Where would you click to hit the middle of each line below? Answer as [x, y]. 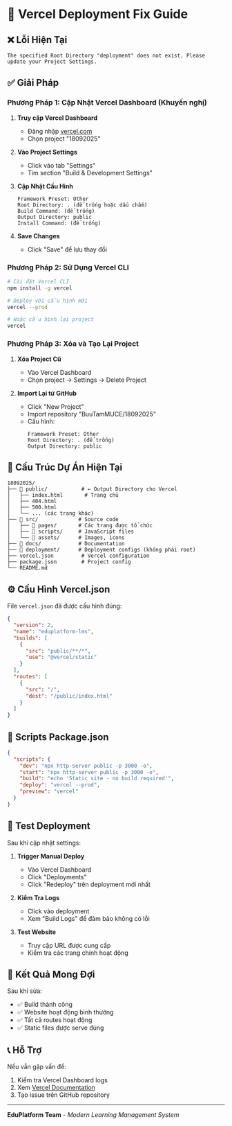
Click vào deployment [58, 911]
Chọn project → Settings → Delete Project [87, 380]
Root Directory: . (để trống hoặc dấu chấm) [82, 205]
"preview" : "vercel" [49, 792]
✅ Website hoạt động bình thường [65, 1012]
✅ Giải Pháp [33, 83]
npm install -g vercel [40, 288]
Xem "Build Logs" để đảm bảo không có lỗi [88, 918]
